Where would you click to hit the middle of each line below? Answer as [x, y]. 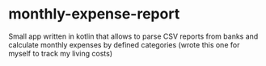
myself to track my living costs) [61, 53]
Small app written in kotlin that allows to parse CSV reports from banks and [133, 36]
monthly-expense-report [94, 14]
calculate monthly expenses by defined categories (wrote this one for [124, 44]
